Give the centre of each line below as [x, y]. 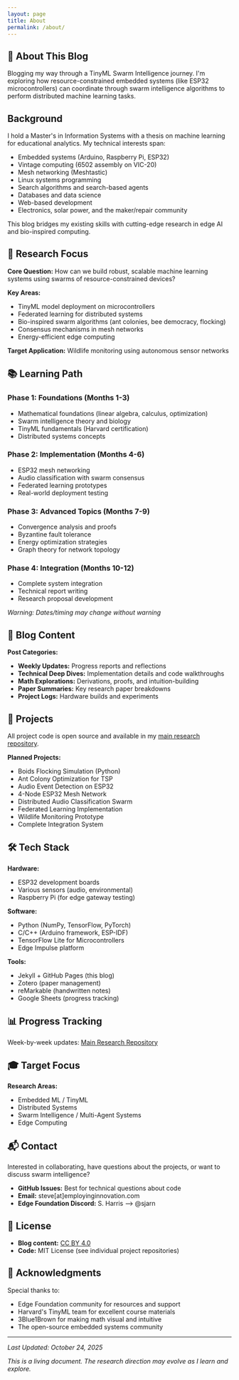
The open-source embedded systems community [90, 1326]
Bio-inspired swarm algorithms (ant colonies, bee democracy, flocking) [122, 321]
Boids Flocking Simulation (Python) [69, 771]
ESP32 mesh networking [54, 470]
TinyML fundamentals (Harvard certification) [83, 428]
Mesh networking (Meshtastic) [63, 172]
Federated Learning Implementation [70, 809]
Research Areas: [33, 1086]
